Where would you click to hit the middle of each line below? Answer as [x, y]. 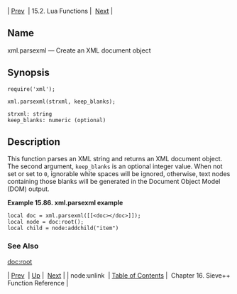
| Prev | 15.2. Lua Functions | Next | [60, 11]
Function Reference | [38, 283]
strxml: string [30, 114]
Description [34, 142]
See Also [23, 246]
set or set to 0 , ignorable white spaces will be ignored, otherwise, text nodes [119, 174]
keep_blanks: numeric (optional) [57, 120]
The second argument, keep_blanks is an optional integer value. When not [115, 166]
